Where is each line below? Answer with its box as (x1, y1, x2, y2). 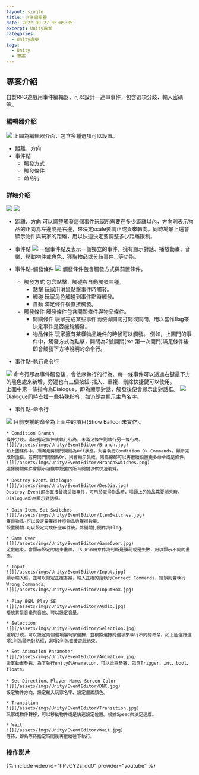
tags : (6, 42, 20, 48)
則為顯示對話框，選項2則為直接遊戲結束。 (13, 638, 100, 644)
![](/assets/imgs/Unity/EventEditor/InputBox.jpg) (6, 587, 134, 593)
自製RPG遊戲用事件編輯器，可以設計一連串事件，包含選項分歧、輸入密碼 (6, 94, 184, 101)
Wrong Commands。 (6, 582, 49, 588)
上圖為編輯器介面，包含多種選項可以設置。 (13, 132, 118, 139)
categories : (6, 31, 36, 37)
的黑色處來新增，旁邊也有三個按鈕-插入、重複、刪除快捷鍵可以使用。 (6, 378, 175, 385)
